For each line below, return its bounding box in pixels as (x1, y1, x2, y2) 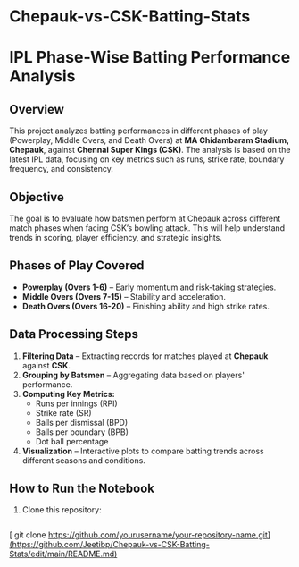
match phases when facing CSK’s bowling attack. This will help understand (9, 223, 286, 233)
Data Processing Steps (9, 326, 138, 342)
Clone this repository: (21, 504, 102, 515)
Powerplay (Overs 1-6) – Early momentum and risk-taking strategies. (21, 282, 277, 292)
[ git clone (9, 529, 46, 540)
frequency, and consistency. (9, 164, 113, 174)
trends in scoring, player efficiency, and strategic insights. (9, 233, 223, 242)
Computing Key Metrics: (21, 388, 116, 399)
